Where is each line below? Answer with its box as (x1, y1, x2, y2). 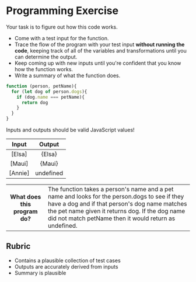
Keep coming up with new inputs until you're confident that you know (14, 60, 181, 67)
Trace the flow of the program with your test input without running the (14, 41, 185, 48)
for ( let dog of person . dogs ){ (11, 89, 87, 95)
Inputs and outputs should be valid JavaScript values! (6, 127, 135, 134)
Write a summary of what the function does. (14, 72, 121, 79)
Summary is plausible (14, 269, 66, 276)
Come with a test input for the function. (14, 34, 109, 41)
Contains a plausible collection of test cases (14, 257, 121, 264)
